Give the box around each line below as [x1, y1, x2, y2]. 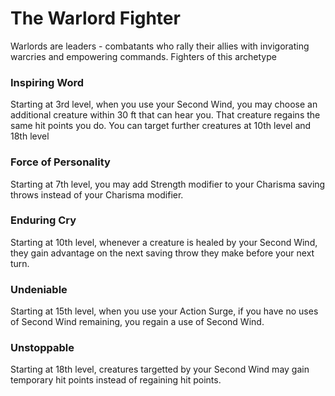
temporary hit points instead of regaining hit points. [10, 374, 222, 386]
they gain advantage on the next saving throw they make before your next [10, 247, 315, 259]
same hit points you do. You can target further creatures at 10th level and [10, 120, 312, 132]
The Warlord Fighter [10, 7, 181, 30]
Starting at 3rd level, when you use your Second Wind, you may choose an [10, 98, 318, 111]
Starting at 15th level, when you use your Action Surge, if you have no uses [10, 305, 319, 317]
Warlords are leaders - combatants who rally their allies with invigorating [10, 40, 310, 52]
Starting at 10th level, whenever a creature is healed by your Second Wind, [10, 236, 318, 248]
